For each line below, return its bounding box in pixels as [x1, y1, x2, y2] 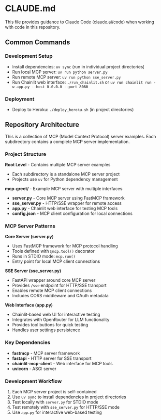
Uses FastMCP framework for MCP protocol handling [12, 243, 118, 249]
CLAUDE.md [5, 3, 56, 14]
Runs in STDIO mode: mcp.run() [12, 253, 76, 259]
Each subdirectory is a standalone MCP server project [12, 171, 120, 177]
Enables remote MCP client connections [12, 288, 92, 293]
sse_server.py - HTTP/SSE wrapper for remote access [12, 200, 122, 206]
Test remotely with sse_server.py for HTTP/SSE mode [12, 404, 120, 410]
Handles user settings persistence [12, 327, 81, 333]
